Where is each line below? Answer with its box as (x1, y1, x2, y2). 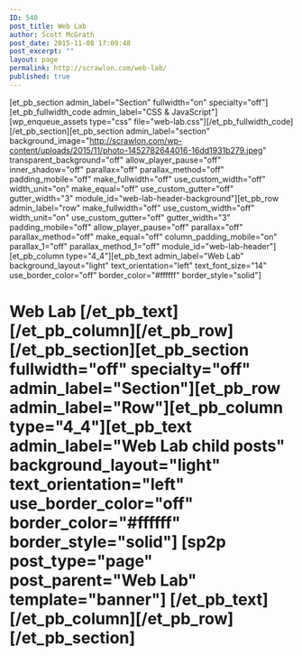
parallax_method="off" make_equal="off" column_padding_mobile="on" (9, 231, 278, 242)
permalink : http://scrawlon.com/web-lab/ (9, 64, 168, 73)
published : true (9, 72, 70, 81)
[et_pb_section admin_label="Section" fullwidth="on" (9, 97, 207, 108)
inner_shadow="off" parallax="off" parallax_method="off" (9, 164, 224, 174)
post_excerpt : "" (9, 47, 75, 56)
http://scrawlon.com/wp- (88, 135, 183, 145)
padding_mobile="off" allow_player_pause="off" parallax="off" (9, 221, 243, 232)
